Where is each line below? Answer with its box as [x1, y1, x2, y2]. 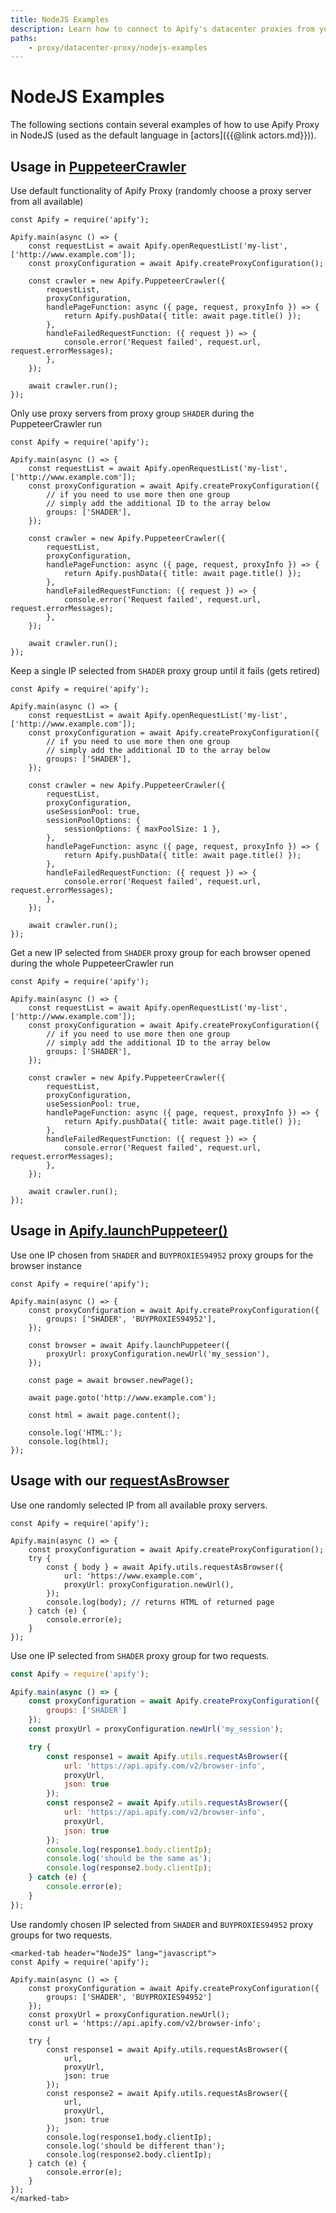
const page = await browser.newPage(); [28, 1375, 195, 1385]
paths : [10, 33, 38, 43]
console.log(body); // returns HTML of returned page [46, 1597, 275, 1607]
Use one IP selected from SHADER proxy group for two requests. [10, 1649, 270, 1661]
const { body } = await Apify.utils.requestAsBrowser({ [46, 1562, 284, 1572]
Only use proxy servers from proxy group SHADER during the [10, 407, 255, 419]
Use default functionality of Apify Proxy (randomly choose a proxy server [10, 185, 312, 196]
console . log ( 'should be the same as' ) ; [46, 1854, 213, 1864]
